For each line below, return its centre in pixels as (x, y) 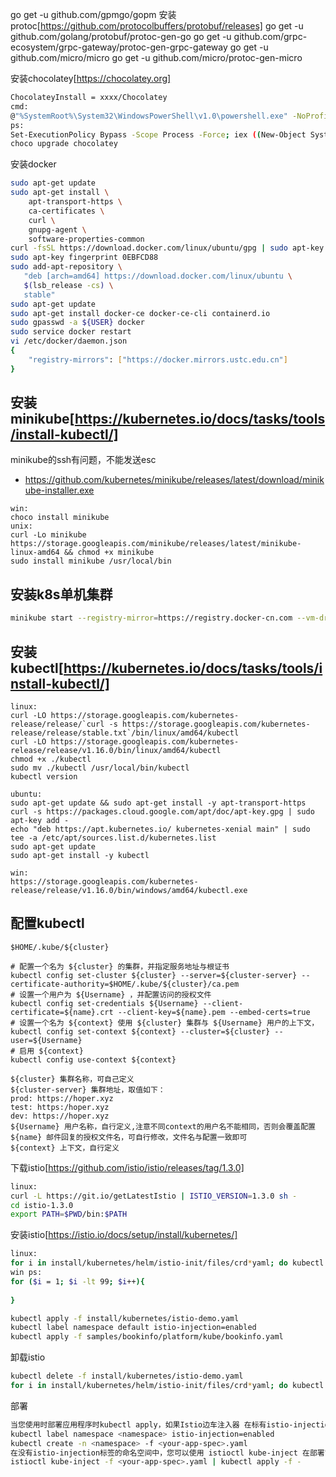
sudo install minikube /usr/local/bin (91, 561)
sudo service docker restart (71, 332)
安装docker (33, 164)
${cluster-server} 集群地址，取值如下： (88, 1089)
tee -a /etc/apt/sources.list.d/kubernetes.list (113, 838)
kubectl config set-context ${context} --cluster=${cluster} (140, 1031)
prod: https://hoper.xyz (62, 1098)
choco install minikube (60, 518)
